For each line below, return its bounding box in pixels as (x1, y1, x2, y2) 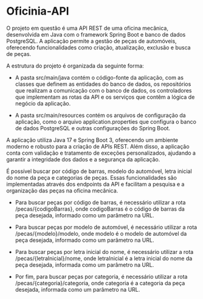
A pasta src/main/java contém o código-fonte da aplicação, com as (15, 74, 184, 81)
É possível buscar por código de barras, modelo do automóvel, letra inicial (6, 167, 193, 175)
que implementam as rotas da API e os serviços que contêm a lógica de (15, 93, 195, 100)
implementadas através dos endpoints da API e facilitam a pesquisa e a (6, 180, 185, 188)
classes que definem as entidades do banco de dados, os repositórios (15, 80, 191, 88)
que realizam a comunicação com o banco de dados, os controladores (15, 86, 192, 94)
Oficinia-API (6, 4, 69, 18)
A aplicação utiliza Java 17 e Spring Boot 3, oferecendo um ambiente (6, 136, 178, 144)
